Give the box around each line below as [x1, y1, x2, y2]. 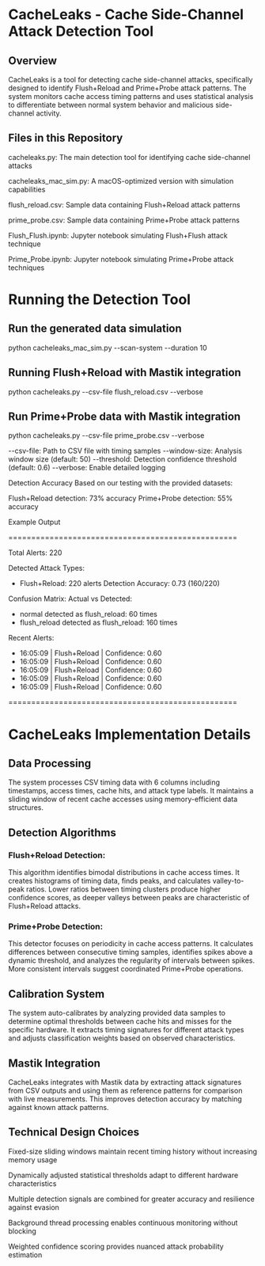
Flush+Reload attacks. [8, 901, 81, 911]
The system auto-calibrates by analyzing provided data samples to [8, 1008, 225, 1018]
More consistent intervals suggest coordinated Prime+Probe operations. [8, 964, 244, 974]
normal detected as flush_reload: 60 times [19, 610, 158, 619]
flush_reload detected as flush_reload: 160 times [19, 618, 178, 627]
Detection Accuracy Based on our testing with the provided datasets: [8, 478, 233, 488]
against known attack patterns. [8, 1103, 109, 1112]
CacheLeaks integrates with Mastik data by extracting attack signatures [8, 1078, 242, 1087]
